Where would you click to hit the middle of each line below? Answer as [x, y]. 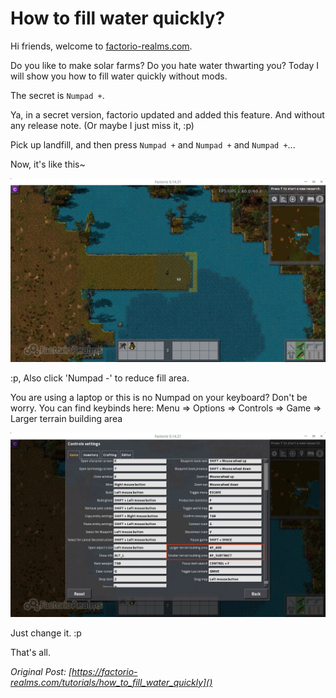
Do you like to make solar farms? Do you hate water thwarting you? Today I [164, 65]
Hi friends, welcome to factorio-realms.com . [101, 46]
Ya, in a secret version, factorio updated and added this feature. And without [167, 114]
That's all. [30, 652]
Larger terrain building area [66, 419]
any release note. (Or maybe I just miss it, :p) [102, 125]
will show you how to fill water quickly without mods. [119, 76]
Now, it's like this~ [48, 164]
